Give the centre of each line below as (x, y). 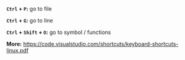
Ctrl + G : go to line (30, 20)
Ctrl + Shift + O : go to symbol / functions (59, 32)
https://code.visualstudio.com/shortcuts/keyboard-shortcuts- (101, 44)
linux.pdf (17, 50)
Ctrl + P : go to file (29, 9)
